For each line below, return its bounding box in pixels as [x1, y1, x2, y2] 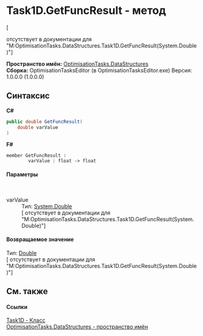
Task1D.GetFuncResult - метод [6, 4, 166, 18]
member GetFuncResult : [6, 153, 67, 159]
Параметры [6, 171, 38, 178]
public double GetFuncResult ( [6, 118, 83, 125]
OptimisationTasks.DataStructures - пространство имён [6, 323, 148, 331]
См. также [6, 286, 49, 297]
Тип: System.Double [21, 202, 72, 210]
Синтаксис [6, 91, 50, 101]
